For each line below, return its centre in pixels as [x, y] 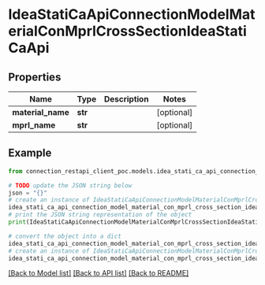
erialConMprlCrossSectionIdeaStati [127, 31]
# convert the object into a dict [65, 236]
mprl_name [34, 125]
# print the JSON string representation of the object [100, 215]
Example [30, 153]
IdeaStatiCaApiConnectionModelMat [132, 15]
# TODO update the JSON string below [70, 185]
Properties [35, 77]
